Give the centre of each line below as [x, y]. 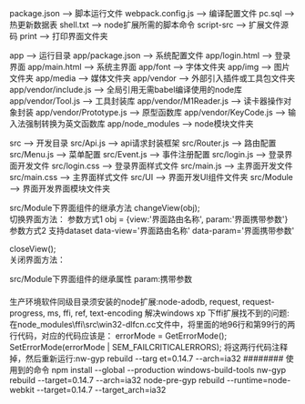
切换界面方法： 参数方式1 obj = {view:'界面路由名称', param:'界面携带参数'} [149, 219]
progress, [27, 313]
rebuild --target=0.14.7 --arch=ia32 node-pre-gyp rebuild [117, 379]
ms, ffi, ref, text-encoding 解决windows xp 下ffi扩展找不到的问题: [168, 313]
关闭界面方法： [37, 259]
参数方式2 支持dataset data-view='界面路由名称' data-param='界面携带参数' [152, 231]
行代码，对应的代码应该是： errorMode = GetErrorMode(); [118, 336]
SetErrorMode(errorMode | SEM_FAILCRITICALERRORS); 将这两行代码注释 [149, 347]
